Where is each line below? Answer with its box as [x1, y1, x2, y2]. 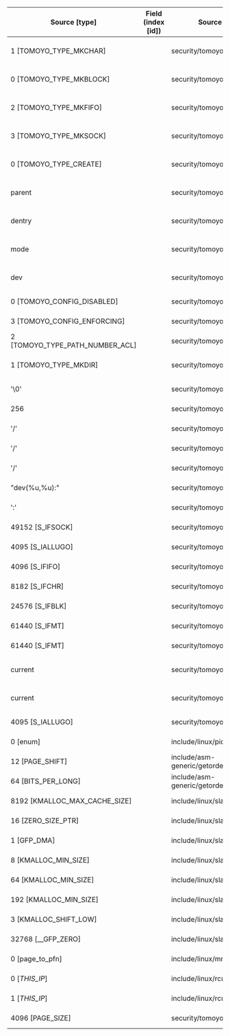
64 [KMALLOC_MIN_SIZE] [10, 875, 94, 884]
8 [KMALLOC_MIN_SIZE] [10, 855, 90, 864]
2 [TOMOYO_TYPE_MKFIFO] [10, 103, 103, 112]
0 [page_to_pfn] [10, 954, 63, 963]
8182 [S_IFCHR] [10, 582, 64, 591]
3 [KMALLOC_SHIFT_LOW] [10, 914, 97, 924]
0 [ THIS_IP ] [10, 974, 48, 983]
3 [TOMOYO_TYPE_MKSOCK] [10, 131, 106, 140]
